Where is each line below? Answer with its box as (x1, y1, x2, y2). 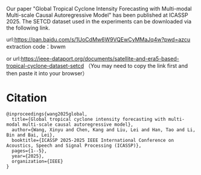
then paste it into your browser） (6, 70, 88, 77)
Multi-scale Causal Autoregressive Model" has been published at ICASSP (6, 11, 188, 19)
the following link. (6, 24, 50, 31)
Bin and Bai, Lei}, (6, 132, 56, 138)
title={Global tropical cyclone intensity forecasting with (11, 116, 166, 122)
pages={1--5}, (11, 147, 47, 154)
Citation (6, 91, 47, 105)
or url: (6, 55, 21, 62)
